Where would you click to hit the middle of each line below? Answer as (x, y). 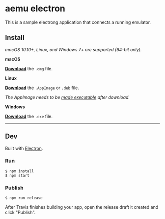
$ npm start (17, 175)
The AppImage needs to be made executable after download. (68, 97)
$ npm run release (24, 198)
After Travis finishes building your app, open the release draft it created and (82, 207)
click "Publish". (20, 213)
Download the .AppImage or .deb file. (42, 88)
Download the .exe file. (29, 116)
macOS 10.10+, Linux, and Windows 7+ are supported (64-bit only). (73, 49)
